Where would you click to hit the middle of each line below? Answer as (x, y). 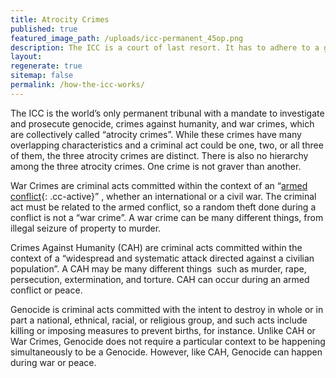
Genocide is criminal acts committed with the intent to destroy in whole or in (167, 309)
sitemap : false (42, 76)
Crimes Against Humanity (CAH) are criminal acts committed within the (156, 247)
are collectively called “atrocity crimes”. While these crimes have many (156, 134)
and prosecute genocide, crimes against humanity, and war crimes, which (162, 123)
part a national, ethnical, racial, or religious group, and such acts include (159, 320)
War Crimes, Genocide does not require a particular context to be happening (168, 341)
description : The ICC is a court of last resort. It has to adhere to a (165, 47)
